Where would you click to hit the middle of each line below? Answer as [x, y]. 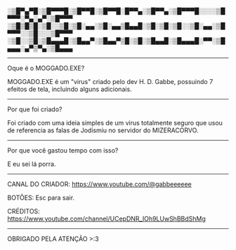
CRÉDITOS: [24, 211]
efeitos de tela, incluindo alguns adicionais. [70, 89]
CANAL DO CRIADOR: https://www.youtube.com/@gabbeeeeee [99, 184]
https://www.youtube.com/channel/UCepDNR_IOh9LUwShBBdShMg [106, 218]
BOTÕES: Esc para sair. [41, 197]
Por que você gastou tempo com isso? [63, 150]
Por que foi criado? [35, 109]
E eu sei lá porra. [32, 164]
